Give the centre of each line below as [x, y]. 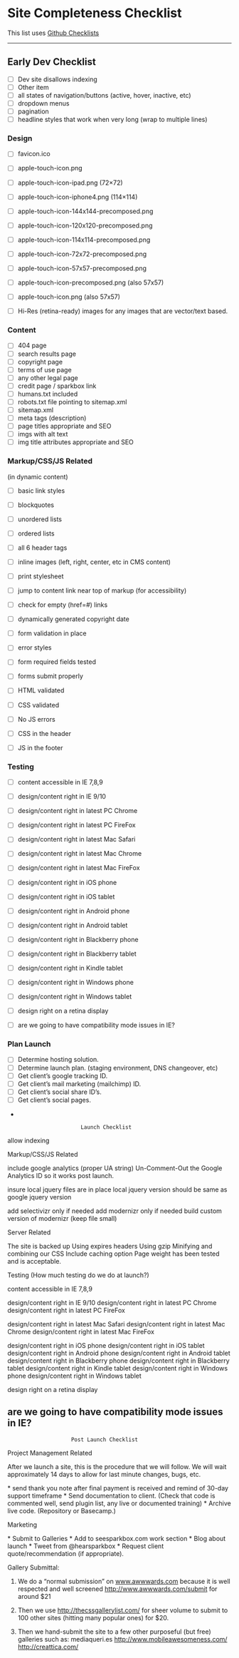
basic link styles [41, 491]
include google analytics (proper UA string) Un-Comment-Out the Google [115, 1168]
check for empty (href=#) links [63, 605]
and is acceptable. [34, 1261]
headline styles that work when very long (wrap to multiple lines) [112, 120]
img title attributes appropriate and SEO [75, 442]
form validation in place [52, 633]
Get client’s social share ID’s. [59, 1092]
